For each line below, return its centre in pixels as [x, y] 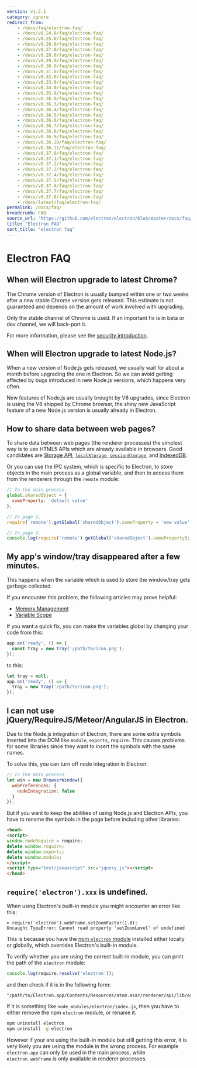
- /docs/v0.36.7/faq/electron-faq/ [61, 126]
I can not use [30, 710]
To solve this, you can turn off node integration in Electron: [77, 764]
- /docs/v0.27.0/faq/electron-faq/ [61, 50]
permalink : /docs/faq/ [34, 208]
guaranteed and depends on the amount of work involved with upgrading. [96, 306]
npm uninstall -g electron [39, 1029]
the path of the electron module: [46, 963]
